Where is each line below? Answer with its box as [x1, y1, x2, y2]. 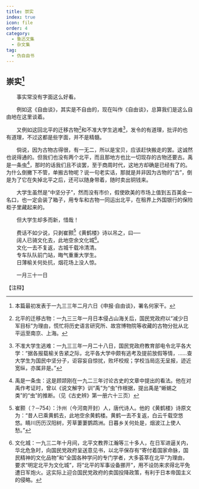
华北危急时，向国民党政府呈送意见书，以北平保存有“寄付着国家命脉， [14, 447, 184, 454]
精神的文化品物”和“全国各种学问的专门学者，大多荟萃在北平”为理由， [20, 454, 188, 461]
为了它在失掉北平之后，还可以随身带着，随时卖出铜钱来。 [11, 176, 152, 183]
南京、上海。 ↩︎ [30, 330, 68, 337]
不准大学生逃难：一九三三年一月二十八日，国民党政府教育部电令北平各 [14, 342, 187, 350]
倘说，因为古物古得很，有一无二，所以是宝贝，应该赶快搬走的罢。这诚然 [16, 146, 193, 154]
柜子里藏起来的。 [6, 203, 48, 210]
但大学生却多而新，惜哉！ [16, 216, 79, 223]
